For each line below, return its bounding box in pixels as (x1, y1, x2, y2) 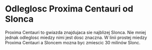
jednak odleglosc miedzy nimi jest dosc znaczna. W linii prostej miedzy (5, 35, 147, 40)
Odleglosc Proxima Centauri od (5, 3, 134, 14)
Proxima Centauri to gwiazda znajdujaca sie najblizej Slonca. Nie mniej (5, 29, 146, 35)
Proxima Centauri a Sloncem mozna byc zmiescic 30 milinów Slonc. (5, 39, 141, 45)
